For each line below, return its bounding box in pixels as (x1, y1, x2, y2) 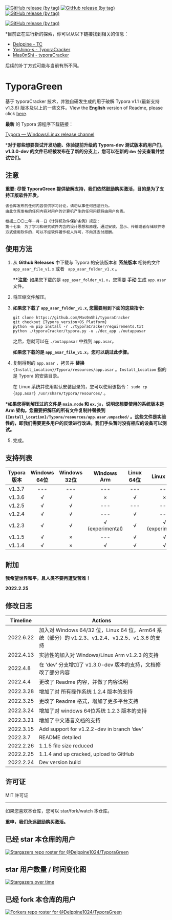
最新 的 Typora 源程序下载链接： (5, 121, 73, 127)
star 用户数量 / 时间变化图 (5, 865, 87, 874)
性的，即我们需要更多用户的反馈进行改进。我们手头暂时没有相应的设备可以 (5, 420, 162, 426)
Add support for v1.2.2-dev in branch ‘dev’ (39, 725, 143, 733)
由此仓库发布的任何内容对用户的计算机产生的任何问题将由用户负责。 (5, 208, 127, 214)
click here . (5, 110, 28, 116)
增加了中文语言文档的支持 (39, 717, 101, 724)
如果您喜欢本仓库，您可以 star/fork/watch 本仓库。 (5, 807, 113, 814)
